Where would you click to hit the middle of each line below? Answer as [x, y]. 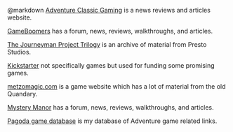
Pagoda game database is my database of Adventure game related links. [112, 121]
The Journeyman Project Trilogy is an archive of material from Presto [107, 44]
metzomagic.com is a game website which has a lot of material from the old [116, 86]
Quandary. [22, 94]
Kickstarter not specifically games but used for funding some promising [111, 65]
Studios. [19, 52]
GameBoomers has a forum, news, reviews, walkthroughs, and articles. [110, 31]
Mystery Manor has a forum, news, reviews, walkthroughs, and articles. [111, 107]
